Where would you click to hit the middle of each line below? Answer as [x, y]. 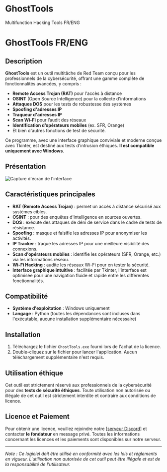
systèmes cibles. [30, 212]
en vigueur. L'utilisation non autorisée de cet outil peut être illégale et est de [83, 459]
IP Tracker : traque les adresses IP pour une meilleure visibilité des [81, 243]
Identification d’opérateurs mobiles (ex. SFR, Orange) [68, 125]
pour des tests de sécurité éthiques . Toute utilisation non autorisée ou [78, 390]
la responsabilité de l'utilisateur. [38, 464]
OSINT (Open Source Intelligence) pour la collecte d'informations [79, 98]
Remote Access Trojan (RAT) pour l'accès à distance [67, 93]
